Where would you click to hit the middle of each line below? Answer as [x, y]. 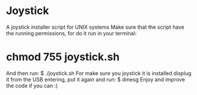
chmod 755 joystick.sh [63, 57]
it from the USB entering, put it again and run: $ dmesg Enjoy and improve [96, 79]
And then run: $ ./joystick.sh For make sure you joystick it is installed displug [99, 73]
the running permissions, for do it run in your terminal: [71, 33]
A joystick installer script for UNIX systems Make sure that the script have [95, 27]
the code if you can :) [32, 86]
